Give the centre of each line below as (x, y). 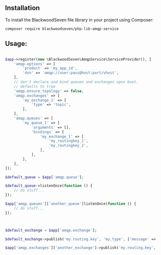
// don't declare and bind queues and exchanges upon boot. (76, 82)
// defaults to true (35, 86)
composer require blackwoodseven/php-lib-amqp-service (62, 29)
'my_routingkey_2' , (69, 146)
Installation (22, 8)
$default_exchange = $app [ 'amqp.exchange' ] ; (51, 230)
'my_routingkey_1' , (69, 141)
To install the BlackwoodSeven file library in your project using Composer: (79, 20)
